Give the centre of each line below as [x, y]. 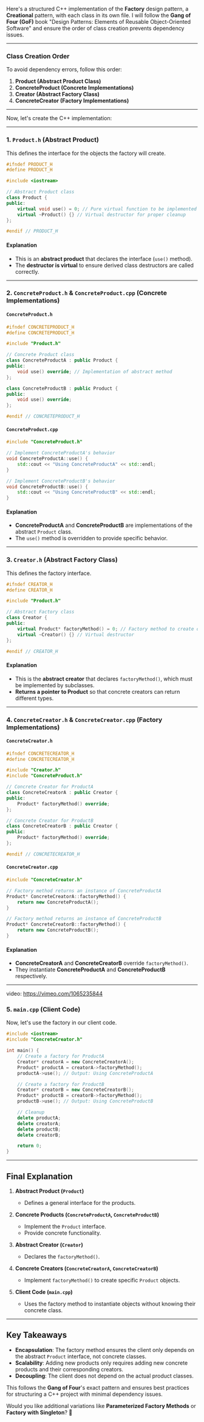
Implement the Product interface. [65, 1226]
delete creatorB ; [39, 1135]
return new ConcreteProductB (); [58, 930]
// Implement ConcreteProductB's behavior [61, 481]
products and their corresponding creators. [69, 1369]
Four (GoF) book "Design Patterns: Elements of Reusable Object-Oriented [99, 22]
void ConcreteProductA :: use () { [47, 459]
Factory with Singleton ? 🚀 [39, 1412]
